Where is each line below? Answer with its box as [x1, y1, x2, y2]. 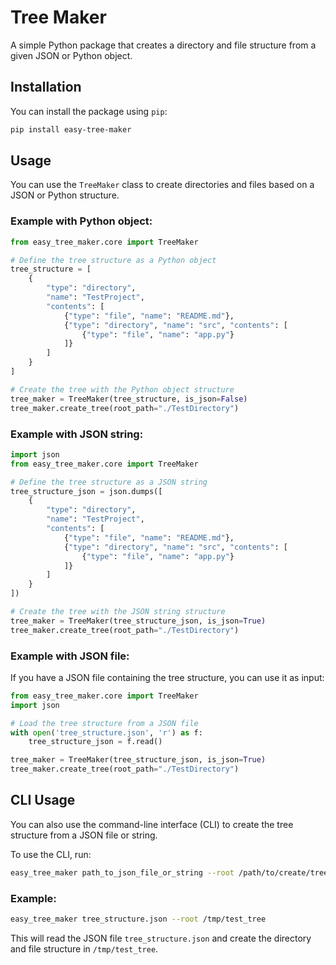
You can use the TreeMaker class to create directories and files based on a [10, 179, 315, 191]
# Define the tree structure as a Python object [10, 255, 217, 265]
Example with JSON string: [10, 427, 144, 441]
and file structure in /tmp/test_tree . [10, 942, 159, 955]
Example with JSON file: [10, 649, 130, 663]
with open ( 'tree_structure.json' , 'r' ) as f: [10, 727, 203, 738]
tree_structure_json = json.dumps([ [10, 486, 163, 496]
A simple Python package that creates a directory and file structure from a [10, 39, 317, 51]
